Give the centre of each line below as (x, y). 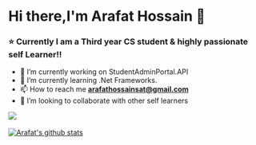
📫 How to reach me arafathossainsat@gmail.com (104, 89)
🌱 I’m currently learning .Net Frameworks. (88, 80)
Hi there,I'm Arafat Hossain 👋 (107, 16)
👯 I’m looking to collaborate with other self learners (104, 101)
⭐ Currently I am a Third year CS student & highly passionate (128, 41)
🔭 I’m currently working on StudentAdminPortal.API (104, 72)
